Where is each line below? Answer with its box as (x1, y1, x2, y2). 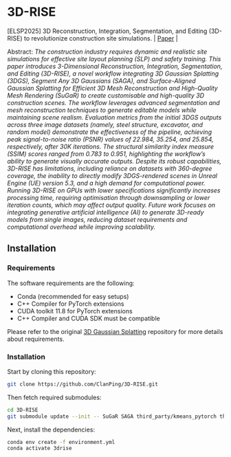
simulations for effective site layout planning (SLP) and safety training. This (7, 54, 221, 63)
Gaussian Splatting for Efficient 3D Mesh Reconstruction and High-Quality (7, 84, 218, 92)
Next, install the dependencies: (7, 425, 95, 434)
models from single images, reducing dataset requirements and (7, 215, 188, 223)
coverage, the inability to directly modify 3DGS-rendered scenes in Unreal (7, 171, 218, 179)
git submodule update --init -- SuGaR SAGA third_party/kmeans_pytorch (7, 413, 217, 420)
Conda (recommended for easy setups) (16, 292, 129, 300)
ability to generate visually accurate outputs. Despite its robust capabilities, (7, 157, 222, 165)
